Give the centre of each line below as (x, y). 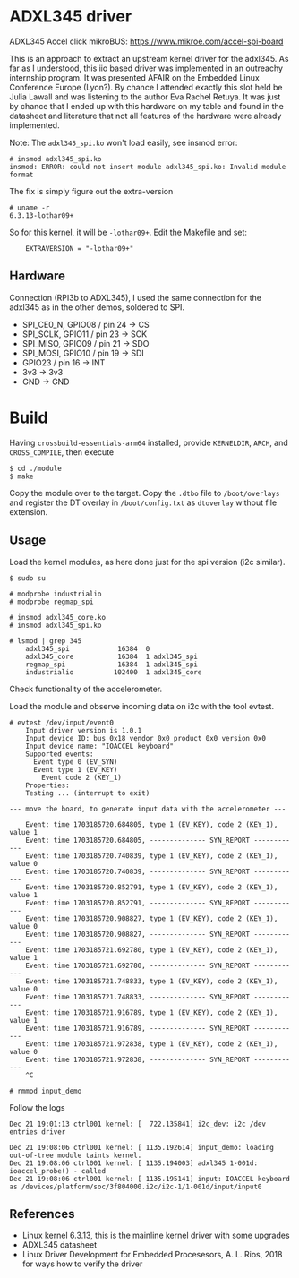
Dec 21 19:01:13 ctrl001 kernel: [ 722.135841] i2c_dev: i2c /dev (138, 1124)
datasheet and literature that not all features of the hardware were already (145, 116)
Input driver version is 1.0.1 (84, 730)
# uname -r (30, 208)
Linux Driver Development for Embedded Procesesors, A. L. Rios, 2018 (152, 1255)
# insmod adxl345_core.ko (57, 617)
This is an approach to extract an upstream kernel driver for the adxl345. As (149, 58)
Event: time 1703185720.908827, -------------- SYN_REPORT (138, 934)
